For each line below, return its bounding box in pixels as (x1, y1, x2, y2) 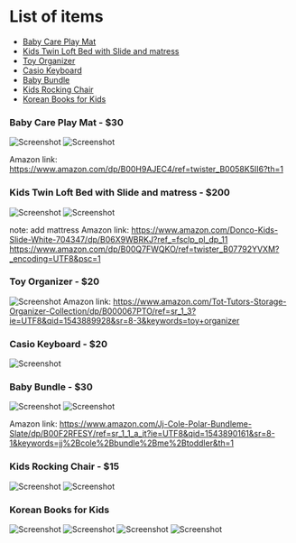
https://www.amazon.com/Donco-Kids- (131, 224, 278, 235)
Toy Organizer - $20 (9, 275, 100, 288)
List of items (9, 6, 104, 27)
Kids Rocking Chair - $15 (9, 460, 120, 473)
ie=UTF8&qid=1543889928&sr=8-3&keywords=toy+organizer (9, 315, 240, 326)
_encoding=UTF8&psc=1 (9, 253, 101, 263)
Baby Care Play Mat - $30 (9, 115, 124, 128)
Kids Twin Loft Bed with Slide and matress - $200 (9, 187, 230, 199)
